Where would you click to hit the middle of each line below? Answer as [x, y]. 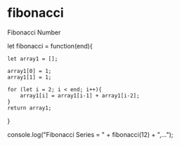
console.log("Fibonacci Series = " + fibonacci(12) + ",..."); [90, 134]
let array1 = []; [33, 59]
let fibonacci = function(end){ [50, 46]
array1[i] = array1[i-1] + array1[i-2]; [80, 95]
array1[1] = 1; [30, 77]
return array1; [30, 108]
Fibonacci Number [34, 32]
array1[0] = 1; [30, 71]
